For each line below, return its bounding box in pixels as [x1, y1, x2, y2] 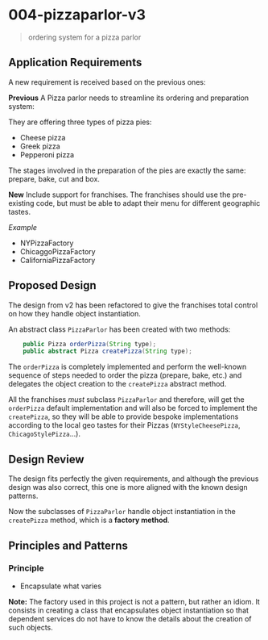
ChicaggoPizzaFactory [19, 246, 96, 256]
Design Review [8, 452, 85, 466]
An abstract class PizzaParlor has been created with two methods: [8, 324, 231, 334]
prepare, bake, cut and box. [8, 174, 101, 183]
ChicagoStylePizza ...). [8, 429, 80, 439]
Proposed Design [8, 278, 97, 292]
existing [8, 198, 35, 207]
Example [8, 222, 38, 232]
